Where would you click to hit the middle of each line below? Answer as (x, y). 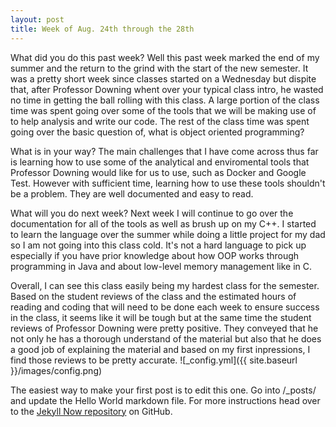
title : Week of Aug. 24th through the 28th (102, 29)
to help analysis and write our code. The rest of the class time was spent (160, 121)
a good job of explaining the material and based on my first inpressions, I (160, 349)
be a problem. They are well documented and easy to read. (132, 193)
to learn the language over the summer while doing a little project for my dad (168, 234)
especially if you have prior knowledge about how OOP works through (155, 255)
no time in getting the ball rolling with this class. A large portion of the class (165, 100)
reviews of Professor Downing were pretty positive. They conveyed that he (164, 328)
